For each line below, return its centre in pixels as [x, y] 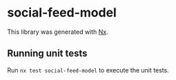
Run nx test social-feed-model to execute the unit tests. [88, 70]
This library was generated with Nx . [58, 32]
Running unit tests [47, 53]
